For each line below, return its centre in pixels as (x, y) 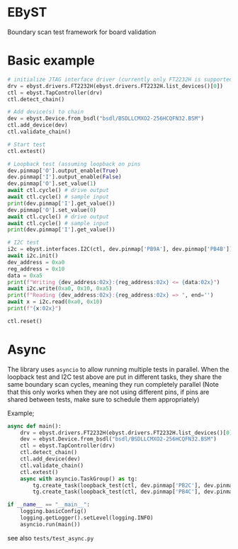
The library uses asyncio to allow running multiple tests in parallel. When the (118, 369)
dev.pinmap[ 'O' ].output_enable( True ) (63, 171)
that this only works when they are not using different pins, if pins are (108, 392)
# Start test (27, 145)
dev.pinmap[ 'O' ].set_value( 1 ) (52, 184)
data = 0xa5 (25, 276)
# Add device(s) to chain (45, 112)
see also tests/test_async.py (51, 538)
